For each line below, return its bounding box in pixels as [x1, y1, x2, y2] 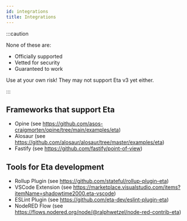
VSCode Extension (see [14, 184, 72, 191]
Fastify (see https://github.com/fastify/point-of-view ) [14, 145, 142, 152]
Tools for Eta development [6, 162, 104, 172]
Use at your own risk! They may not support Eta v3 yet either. [6, 77, 154, 84]
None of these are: [6, 42, 52, 49]
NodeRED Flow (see [14, 202, 63, 209]
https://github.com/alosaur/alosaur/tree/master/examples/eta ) [14, 139, 165, 146]
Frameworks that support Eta [6, 105, 115, 115]
